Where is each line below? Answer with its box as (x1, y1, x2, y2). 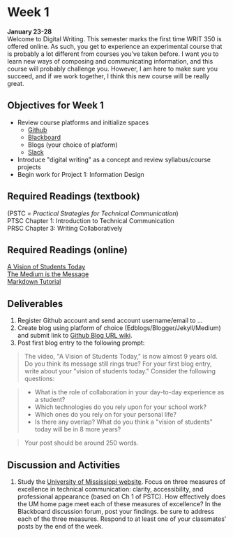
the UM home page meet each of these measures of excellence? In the (17, 500, 222, 508)
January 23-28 (7, 27, 52, 36)
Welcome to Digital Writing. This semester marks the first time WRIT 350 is (7, 34, 222, 43)
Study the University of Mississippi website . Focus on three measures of (17, 478, 225, 486)
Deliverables (7, 298, 63, 310)
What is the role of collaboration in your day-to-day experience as (34, 388, 225, 396)
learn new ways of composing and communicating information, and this (7, 57, 213, 65)
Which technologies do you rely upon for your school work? (34, 403, 207, 411)
